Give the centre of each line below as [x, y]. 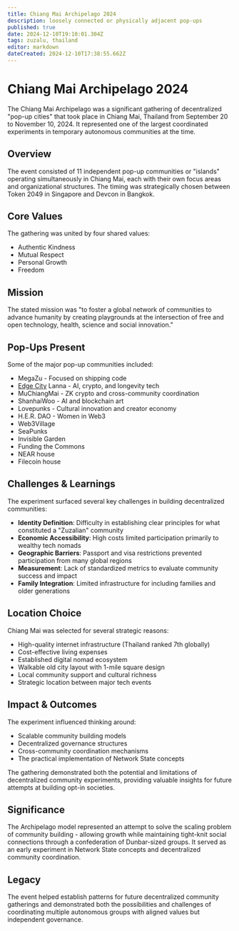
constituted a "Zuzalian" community [70, 530]
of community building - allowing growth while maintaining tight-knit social [117, 835]
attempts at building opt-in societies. [61, 787]
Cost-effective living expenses [63, 652]
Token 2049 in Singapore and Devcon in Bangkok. [81, 194]
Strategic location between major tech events [85, 682]
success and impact [47, 576]
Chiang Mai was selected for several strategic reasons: [88, 630]
